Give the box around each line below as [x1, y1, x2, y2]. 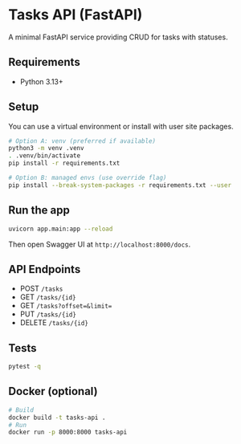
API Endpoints [8, 263, 81, 276]
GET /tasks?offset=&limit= [19, 301, 112, 311]
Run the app [8, 203, 70, 218]
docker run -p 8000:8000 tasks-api [8, 428, 128, 437]
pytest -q [8, 363, 42, 371]
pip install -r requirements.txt [8, 159, 120, 168]
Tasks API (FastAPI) [8, 6, 143, 24]
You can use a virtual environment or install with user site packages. [8, 121, 235, 131]
